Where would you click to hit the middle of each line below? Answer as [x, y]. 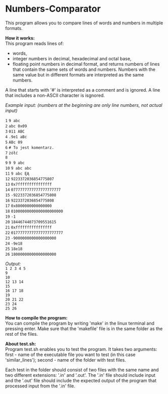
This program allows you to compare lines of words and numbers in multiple [84, 23]
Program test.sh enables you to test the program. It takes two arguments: [81, 349]
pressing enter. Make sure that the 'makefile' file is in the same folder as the [84, 328]
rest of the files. [22, 334]
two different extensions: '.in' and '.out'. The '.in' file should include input [80, 375]
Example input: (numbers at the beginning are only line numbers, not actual [84, 105]
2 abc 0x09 [16, 126]
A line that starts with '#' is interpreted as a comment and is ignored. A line [83, 90]
